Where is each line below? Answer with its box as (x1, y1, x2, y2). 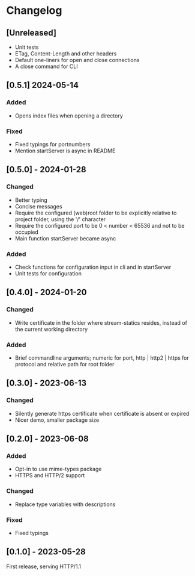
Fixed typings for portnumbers (14, 140, 91, 148)
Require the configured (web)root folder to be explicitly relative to (14, 209, 177, 216)
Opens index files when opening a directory (14, 112, 123, 119)
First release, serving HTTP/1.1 (6, 563, 81, 570)
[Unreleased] (6, 28, 57, 38)
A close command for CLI (14, 63, 78, 70)
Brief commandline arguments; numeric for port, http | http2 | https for (14, 354, 189, 362)
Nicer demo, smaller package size (14, 416, 100, 424)
